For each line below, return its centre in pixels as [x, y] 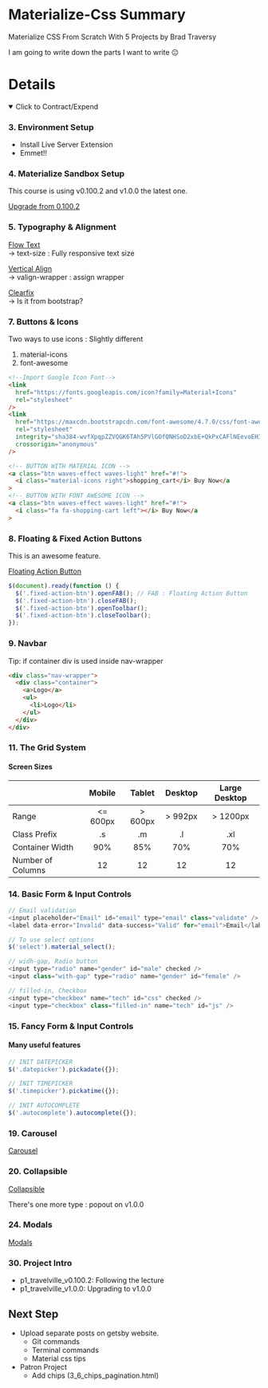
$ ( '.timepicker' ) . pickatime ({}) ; [64, 1091]
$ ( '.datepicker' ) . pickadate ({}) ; [64, 1069]
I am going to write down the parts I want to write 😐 [94, 52]
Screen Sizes [31, 767]
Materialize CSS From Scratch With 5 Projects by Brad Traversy [112, 37]
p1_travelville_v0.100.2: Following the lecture [92, 1280]
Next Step [33, 1314]
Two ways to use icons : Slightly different [76, 339]
